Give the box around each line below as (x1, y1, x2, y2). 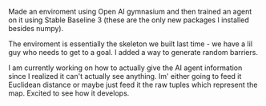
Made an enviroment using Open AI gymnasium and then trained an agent (8, 7, 252, 16)
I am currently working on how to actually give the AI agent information (8, 63, 243, 73)
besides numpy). (8, 24, 64, 33)
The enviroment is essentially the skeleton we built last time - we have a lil (8, 39, 253, 49)
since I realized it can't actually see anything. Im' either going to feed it (8, 72, 242, 80)
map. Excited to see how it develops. (8, 88, 130, 98)
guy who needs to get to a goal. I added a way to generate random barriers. (8, 48, 259, 57)
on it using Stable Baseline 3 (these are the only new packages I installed (8, 15, 250, 25)
